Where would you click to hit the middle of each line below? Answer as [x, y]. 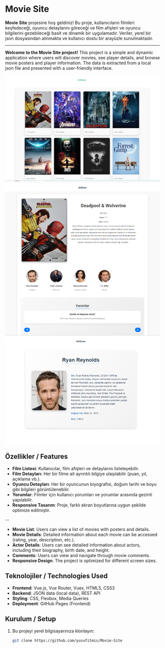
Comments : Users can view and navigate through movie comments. [81, 555]
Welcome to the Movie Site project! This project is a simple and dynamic [79, 52]
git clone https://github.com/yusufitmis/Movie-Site [67, 640]
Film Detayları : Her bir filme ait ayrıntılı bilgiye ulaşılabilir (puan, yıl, [80, 474]
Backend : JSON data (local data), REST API [56, 593]
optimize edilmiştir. [31, 510]
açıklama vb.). [26, 479]
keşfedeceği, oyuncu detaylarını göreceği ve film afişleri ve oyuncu [73, 28]
